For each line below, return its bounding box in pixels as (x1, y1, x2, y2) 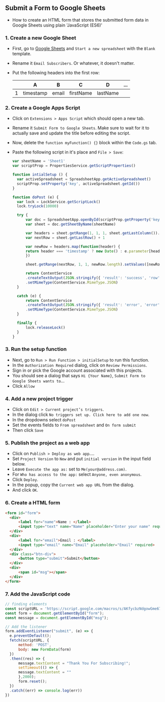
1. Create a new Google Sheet (5, 34, 77, 41)
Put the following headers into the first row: (12, 70, 100, 76)
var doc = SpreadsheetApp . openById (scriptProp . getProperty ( (25, 217, 151, 222)
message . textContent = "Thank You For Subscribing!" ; (18, 661, 131, 666)
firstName (69, 90, 92, 97)
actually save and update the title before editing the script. (12, 130, 131, 136)
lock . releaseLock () (25, 325, 65, 330)
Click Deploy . (12, 477, 38, 483)
